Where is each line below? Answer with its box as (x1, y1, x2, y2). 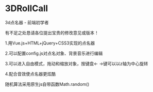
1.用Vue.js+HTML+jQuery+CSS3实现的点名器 (5, 40, 95, 46)
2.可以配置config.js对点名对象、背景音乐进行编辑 (5, 50, 103, 56)
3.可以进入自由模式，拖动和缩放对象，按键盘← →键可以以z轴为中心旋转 (5, 61, 148, 66)
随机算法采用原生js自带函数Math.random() (5, 81, 90, 87)
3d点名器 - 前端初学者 (5, 19, 49, 25)
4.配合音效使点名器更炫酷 (5, 71, 56, 77)
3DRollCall (5, 3, 48, 14)
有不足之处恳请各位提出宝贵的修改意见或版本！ (5, 30, 99, 35)
